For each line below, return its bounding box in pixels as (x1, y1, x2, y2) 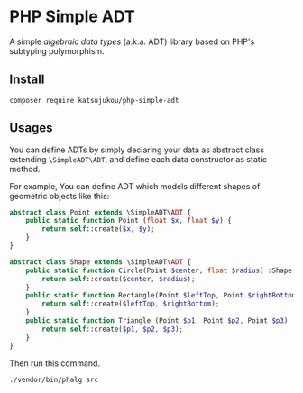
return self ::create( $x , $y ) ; (41, 224, 155, 233)
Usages (9, 120, 53, 136)
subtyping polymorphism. (9, 45, 106, 56)
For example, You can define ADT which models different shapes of (9, 180, 261, 191)
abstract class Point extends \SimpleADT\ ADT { (9, 207, 192, 217)
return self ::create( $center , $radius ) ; (41, 274, 196, 283)
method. (9, 163, 41, 174)
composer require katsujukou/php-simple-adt (9, 96, 179, 105)
